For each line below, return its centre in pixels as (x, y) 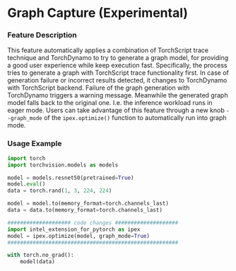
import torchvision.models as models (63, 165)
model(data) (37, 262)
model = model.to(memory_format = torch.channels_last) (88, 204)
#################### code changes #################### (93, 223)
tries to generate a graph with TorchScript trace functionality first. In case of (118, 73)
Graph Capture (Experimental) (98, 13)
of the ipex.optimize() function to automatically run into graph (135, 118)
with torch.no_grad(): (41, 255)
